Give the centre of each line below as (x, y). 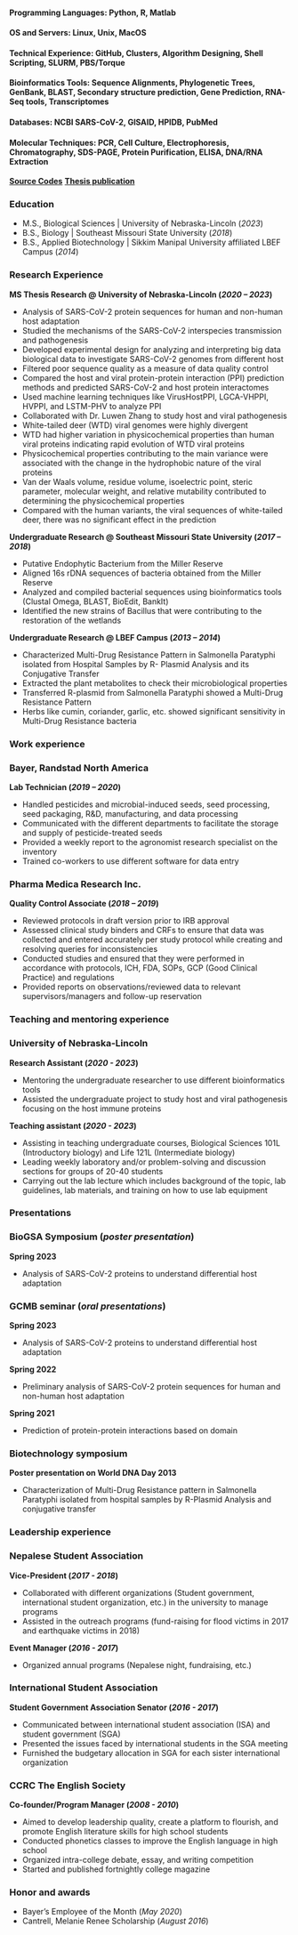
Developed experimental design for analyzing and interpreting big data (152, 349)
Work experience (47, 744)
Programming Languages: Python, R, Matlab (93, 12)
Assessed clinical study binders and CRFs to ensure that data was (143, 931)
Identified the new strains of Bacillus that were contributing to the (142, 610)
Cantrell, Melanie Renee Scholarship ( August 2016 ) (115, 1921)
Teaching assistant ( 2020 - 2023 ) (73, 1125)
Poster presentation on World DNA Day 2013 (93, 1473)
